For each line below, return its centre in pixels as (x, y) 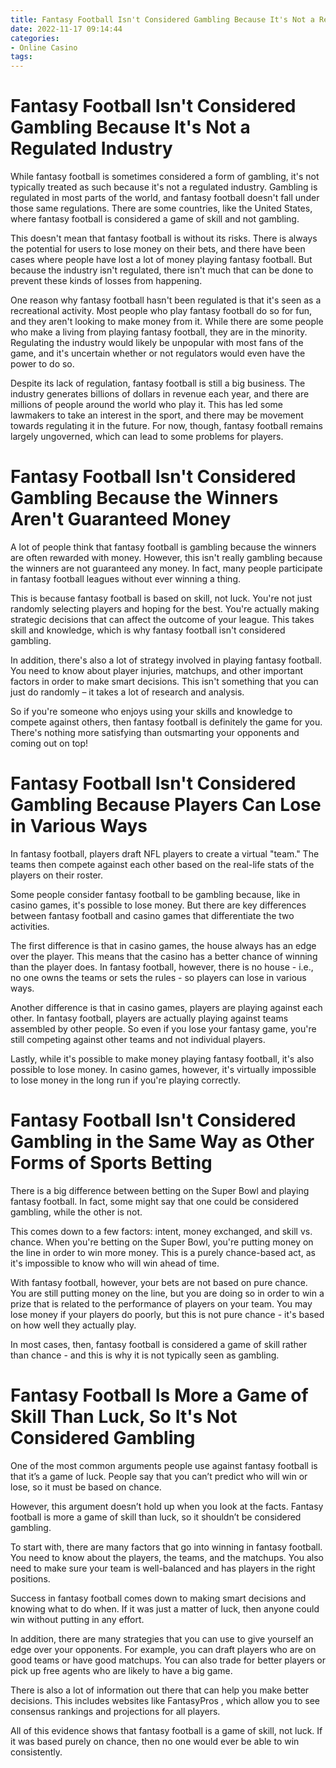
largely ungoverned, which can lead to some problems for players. (147, 437)
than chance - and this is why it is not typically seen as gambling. (145, 1355)
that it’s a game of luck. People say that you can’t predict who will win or (159, 1476)
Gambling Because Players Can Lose (166, 805)
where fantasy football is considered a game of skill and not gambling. (155, 219)
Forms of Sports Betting (111, 1163)
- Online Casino (44, 47)
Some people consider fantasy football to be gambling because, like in (155, 894)
